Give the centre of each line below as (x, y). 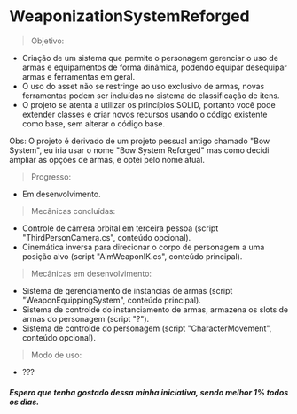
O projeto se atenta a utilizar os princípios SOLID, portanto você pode (149, 104)
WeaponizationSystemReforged (129, 16)
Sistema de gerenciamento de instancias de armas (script (127, 290)
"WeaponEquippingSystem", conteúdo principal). (111, 300)
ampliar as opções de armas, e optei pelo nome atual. (107, 159)
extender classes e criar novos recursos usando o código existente (145, 114)
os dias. (24, 402)
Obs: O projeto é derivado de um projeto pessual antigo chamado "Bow (140, 141)
